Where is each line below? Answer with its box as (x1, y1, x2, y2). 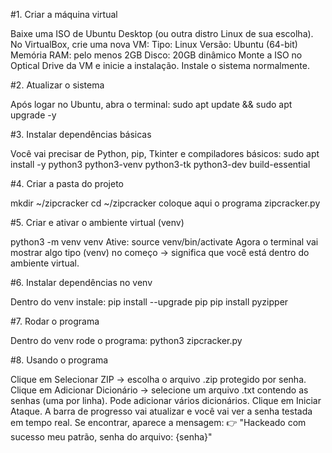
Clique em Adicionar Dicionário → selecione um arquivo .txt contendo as (10, 384, 309, 396)
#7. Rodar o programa (10, 315, 100, 327)
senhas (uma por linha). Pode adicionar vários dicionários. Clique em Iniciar (10, 395, 322, 406)
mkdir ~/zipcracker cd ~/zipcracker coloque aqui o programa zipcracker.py (10, 197, 321, 209)
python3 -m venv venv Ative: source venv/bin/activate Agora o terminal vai (10, 236, 319, 248)
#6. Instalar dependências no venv (10, 277, 153, 288)
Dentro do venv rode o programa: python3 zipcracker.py (10, 335, 243, 346)
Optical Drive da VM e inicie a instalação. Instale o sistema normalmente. (10, 60, 310, 71)
